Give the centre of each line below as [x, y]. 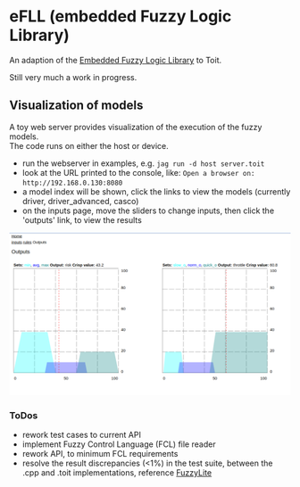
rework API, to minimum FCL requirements [100, 453]
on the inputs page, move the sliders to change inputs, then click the [148, 210]
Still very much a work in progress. [73, 77]
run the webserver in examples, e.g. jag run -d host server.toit [143, 163]
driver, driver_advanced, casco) [80, 201]
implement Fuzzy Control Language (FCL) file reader [119, 444]
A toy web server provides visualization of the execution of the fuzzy [136, 127]
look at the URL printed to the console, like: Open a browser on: [138, 172]
